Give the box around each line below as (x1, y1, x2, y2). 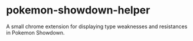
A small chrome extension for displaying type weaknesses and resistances (6, 23, 188, 30)
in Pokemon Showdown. (6, 29, 65, 36)
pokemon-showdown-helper (6, 4, 151, 17)
